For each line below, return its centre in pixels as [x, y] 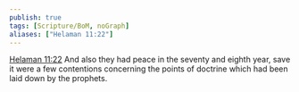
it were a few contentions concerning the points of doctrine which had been [149, 69]
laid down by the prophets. [58, 79]
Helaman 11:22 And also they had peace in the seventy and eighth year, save [150, 60]
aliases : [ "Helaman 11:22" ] [62, 34]
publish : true [36, 17]
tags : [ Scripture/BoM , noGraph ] [69, 26]
